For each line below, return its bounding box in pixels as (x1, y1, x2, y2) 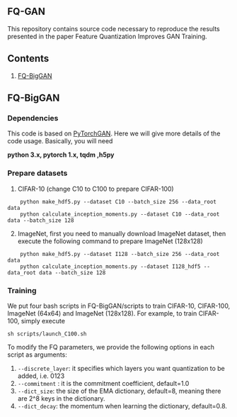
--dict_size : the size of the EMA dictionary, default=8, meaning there (17, 387, 221, 395)
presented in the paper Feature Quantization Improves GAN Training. (7, 32, 207, 40)
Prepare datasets (7, 168, 68, 178)
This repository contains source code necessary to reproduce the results (7, 24, 221, 33)
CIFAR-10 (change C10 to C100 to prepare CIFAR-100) (17, 184, 175, 193)
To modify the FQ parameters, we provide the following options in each (7, 343, 214, 351)
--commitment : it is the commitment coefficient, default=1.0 (17, 379, 190, 387)
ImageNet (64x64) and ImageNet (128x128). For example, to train (7, 308, 197, 318)
